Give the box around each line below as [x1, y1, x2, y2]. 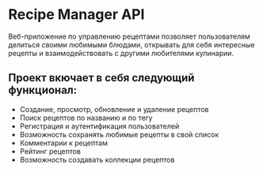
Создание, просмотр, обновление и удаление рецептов [19, 104, 209, 114]
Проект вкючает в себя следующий [8, 71, 195, 84]
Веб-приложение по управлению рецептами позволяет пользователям [8, 32, 251, 41]
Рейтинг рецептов [19, 146, 82, 155]
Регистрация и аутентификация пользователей [19, 121, 180, 131]
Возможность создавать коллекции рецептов [19, 155, 175, 164]
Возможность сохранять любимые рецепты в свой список [19, 129, 219, 139]
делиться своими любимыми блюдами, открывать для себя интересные [8, 39, 255, 49]
